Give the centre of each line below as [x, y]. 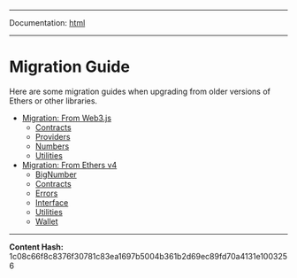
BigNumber [56, 174]
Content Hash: [36, 247]
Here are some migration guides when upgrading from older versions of [140, 91]
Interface [52, 202]
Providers [53, 136]
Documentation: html [47, 23]
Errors [46, 193]
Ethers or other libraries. [53, 100]
